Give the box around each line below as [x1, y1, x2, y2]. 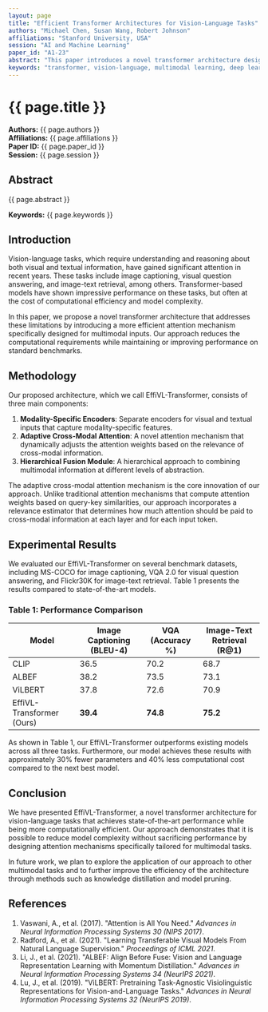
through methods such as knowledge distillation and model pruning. [8, 874, 231, 883]
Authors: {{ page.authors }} [8, 125, 100, 134]
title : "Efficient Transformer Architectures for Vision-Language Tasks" [8, 19, 259, 27]
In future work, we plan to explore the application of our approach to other [8, 857, 253, 867]
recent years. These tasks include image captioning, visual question [8, 271, 232, 280]
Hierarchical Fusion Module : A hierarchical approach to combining [19, 457, 241, 466]
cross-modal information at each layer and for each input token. [8, 514, 218, 524]
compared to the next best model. [8, 764, 120, 773]
